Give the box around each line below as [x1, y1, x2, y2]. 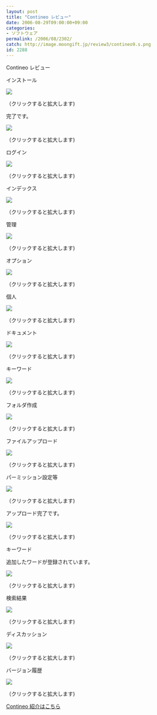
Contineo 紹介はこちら [6, 703, 61, 710]
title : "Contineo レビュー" [6, 14, 72, 20]
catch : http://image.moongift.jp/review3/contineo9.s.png [6, 42, 151, 48]
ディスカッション [6, 630, 48, 637]
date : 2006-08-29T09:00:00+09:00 [6, 19, 88, 25]
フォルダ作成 [6, 401, 37, 408]
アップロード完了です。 [6, 509, 63, 516]
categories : [6, 25, 35, 31]
